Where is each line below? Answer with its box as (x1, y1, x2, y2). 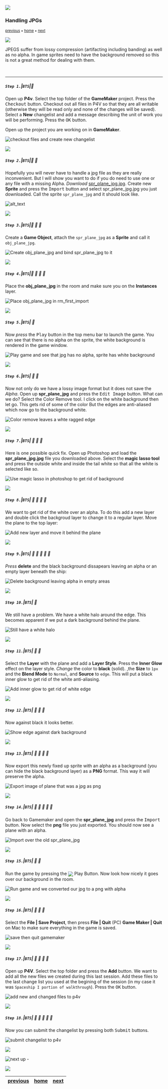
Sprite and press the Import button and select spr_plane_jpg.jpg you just (5, 186, 157, 192)
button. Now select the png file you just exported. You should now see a (5, 822, 154, 828)
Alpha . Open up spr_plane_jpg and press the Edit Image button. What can (5, 391, 163, 397)
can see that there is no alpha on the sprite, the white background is (5, 337, 145, 343)
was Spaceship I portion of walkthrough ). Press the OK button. (5, 984, 137, 990)
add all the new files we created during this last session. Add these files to (5, 973, 158, 979)
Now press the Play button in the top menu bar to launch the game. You (5, 331, 154, 338)
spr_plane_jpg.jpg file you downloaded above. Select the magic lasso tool (5, 455, 160, 461)
